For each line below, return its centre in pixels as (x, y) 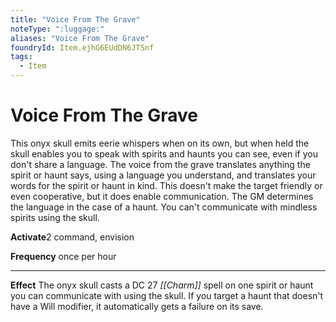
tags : (21, 57)
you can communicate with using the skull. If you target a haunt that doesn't (167, 295)
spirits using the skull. (55, 217)
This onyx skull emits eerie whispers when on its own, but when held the (160, 143)
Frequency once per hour (63, 256)
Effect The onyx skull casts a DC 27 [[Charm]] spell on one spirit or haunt (162, 285)
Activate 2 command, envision (72, 237)
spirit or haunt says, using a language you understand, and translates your (163, 175)
